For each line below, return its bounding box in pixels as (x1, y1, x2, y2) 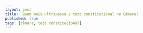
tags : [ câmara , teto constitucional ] (5, 20, 82, 26)
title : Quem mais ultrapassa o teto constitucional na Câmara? (5, 12, 139, 16)
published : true (5, 16, 38, 21)
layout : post (5, 7, 32, 12)
